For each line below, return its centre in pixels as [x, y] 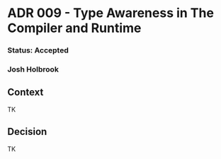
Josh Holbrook [33, 70]
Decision [27, 132]
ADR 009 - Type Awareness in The [111, 13]
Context [25, 93]
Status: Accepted [38, 50]
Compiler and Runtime [74, 28]
